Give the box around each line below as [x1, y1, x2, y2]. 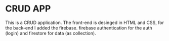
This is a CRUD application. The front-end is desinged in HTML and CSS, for [5, 19, 164, 25]
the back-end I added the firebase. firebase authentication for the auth [5, 24, 153, 30]
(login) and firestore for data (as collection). [5, 30, 96, 36]
